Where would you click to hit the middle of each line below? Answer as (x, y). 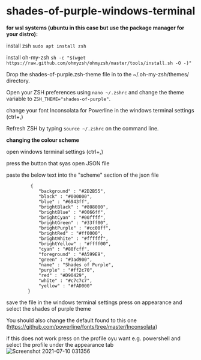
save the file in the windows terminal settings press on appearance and (94, 302)
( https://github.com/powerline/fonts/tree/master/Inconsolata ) (82, 326)
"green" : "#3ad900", (65, 260)
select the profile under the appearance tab (60, 344)
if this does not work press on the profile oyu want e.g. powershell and (94, 338)
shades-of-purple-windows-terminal (101, 11)
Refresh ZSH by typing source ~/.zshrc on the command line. (82, 128)
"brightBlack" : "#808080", (73, 207)
